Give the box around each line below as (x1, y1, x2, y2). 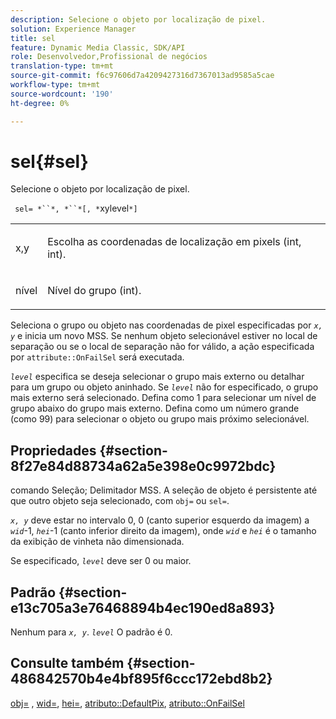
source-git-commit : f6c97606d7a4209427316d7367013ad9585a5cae (10, 71, 275, 81)
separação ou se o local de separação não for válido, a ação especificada (10, 341, 315, 353)
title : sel (10, 33, 56, 43)
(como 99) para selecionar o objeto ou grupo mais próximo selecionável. (10, 413, 310, 425)
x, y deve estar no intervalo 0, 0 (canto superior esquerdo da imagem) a (10, 514, 310, 526)
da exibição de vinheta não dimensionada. (10, 536, 185, 548)
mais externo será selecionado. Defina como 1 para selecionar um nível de (10, 392, 317, 404)
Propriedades (10, 442, 97, 459)
